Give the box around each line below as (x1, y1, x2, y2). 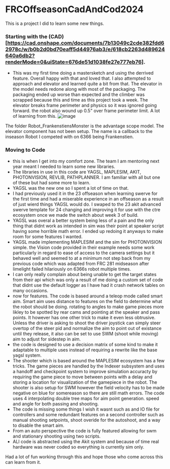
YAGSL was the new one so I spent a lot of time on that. (12, 185, 129, 191)
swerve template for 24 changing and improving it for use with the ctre (12, 207, 161, 213)
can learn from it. (5, 459, 42, 465)
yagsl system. (12, 352, 42, 358)
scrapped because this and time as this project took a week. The (12, 97, 148, 103)
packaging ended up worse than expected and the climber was (12, 91, 145, 97)
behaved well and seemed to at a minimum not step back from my (12, 255, 151, 261)
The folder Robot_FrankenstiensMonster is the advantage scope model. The (5, 123, 164, 129)
